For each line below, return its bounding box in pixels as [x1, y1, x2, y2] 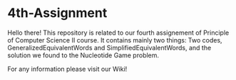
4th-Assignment [7, 5, 108, 21]
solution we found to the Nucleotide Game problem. [7, 51, 159, 59]
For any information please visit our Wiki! [7, 64, 128, 73]
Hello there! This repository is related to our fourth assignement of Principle [7, 28, 230, 37]
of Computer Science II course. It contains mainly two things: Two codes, [7, 35, 222, 44]
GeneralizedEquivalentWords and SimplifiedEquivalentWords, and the [7, 43, 212, 52]
